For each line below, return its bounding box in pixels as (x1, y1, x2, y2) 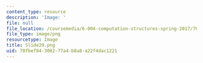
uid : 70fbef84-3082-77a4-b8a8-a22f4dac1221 (6, 48, 118, 54)
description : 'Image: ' (6, 14, 66, 20)
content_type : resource (6, 8, 66, 15)
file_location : (6, 25, 45, 32)
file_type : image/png (6, 31, 61, 37)
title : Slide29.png (6, 43, 56, 49)
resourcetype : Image (6, 37, 59, 43)
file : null (6, 20, 34, 26)
